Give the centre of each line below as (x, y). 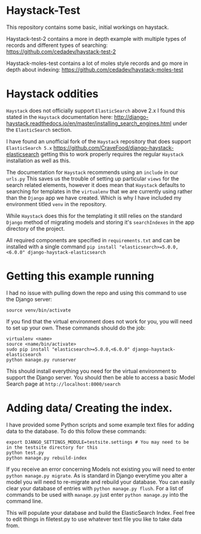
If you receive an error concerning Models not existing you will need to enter (101, 469)
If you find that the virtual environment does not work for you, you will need (99, 321)
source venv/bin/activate (38, 310)
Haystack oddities (52, 94)
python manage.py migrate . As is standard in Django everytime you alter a (97, 475)
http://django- (131, 117)
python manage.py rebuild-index (46, 458)
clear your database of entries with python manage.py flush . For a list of (95, 488)
